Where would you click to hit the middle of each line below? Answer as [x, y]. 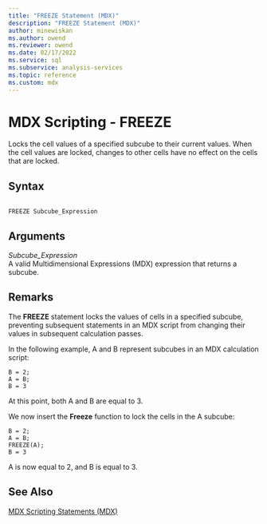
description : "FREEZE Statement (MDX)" [75, 23]
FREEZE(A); [26, 445]
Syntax [26, 186]
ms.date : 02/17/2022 [43, 53]
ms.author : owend [37, 38]
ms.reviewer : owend [41, 46]
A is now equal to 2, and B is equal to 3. [73, 466]
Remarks [31, 298]
